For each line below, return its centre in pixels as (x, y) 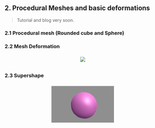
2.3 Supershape (24, 75)
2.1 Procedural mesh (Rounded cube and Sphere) (65, 33)
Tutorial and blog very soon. (45, 20)
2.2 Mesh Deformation (32, 46)
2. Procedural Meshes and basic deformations (77, 8)
